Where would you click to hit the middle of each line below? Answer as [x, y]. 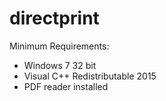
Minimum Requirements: [59, 46]
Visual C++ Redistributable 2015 [90, 76]
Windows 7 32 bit [60, 65]
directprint [54, 18]
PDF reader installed [66, 86]
